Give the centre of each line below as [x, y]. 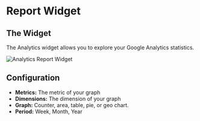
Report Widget [44, 11]
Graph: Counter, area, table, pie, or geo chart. [72, 105]
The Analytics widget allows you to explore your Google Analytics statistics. [100, 47]
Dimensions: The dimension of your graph [68, 99]
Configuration [33, 78]
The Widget [29, 33]
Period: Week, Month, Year [48, 111]
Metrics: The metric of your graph [58, 92]
